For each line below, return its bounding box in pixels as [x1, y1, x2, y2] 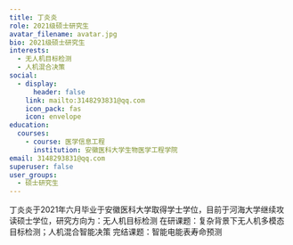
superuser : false [9, 162, 74, 171]
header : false [32, 87, 86, 96]
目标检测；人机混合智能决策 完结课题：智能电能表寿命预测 [9, 226, 223, 237]
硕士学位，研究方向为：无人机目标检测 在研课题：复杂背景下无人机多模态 [16, 216, 285, 226]
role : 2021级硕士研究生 [9, 21, 89, 30]
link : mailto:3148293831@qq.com [25, 95, 145, 105]
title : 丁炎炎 [9, 12, 58, 22]
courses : [17, 129, 50, 138]
